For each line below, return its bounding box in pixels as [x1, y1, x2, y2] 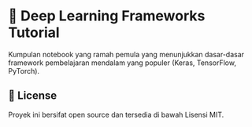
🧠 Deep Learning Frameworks [8, 7, 206, 25]
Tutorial [8, 24, 61, 42]
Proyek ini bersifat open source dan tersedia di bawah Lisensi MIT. [8, 110, 224, 119]
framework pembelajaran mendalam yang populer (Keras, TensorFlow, [8, 58, 236, 67]
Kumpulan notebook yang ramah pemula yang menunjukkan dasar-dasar [8, 49, 245, 59]
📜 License [8, 89, 57, 103]
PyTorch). [8, 66, 40, 75]
